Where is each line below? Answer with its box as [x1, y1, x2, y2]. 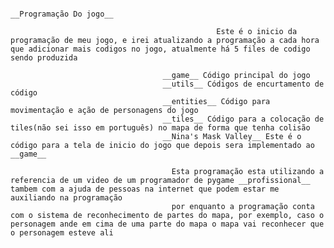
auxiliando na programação [10, 193, 123, 203]
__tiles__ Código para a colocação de [162, 114, 325, 124]
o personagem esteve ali [10, 228, 114, 238]
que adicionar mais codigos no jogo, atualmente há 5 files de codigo [10, 44, 311, 54]
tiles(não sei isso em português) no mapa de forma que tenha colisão [10, 123, 311, 133]
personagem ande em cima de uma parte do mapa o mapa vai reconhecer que [10, 219, 325, 229]
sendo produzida [10, 53, 78, 63]
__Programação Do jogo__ [10, 9, 114, 19]
